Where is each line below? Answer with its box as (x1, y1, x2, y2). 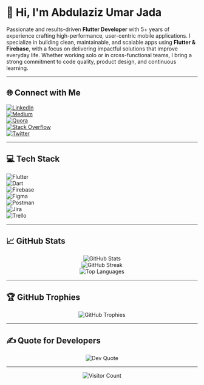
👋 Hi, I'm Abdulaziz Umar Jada (6, 5, 162, 19)
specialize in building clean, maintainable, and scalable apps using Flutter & (6, 38, 196, 46)
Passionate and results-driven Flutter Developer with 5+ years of (6, 26, 170, 33)
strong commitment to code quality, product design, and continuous (6, 58, 177, 65)
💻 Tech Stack (6, 154, 60, 164)
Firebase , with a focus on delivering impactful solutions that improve (6, 45, 178, 52)
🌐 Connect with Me (6, 88, 81, 98)
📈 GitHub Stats (6, 235, 66, 246)
